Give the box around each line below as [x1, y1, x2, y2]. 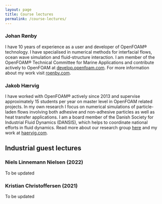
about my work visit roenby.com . [5, 70, 71, 76]
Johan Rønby [5, 32, 37, 39]
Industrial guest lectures [5, 144, 82, 152]
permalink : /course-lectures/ [5, 16, 67, 21]
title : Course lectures [5, 12, 54, 17]
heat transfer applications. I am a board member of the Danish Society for [5, 114, 154, 120]
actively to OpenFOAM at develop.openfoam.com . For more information [5, 64, 149, 70]
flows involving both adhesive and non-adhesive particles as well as [17, 109, 155, 115]
